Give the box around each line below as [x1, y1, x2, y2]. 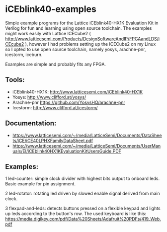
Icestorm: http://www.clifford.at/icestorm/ [12, 104, 98, 110]
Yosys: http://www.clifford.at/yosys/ [12, 94, 86, 100]
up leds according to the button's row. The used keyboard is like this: [5, 211, 147, 217]
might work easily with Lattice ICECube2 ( [5, 30, 91, 36]
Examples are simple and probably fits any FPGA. [5, 61, 106, 67]
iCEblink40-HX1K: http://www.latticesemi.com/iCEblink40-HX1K [12, 88, 143, 95]
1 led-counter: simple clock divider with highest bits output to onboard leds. [5, 175, 160, 182]
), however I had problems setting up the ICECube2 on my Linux [25, 41, 156, 47]
